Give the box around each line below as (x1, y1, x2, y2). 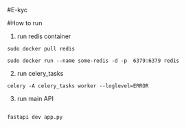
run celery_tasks (16, 70, 64, 77)
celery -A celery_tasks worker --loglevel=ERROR (7, 83, 149, 89)
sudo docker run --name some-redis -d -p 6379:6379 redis (7, 57, 180, 64)
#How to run (7, 19, 43, 27)
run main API (16, 95, 54, 102)
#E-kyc (7, 6, 27, 14)
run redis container (16, 32, 71, 40)
